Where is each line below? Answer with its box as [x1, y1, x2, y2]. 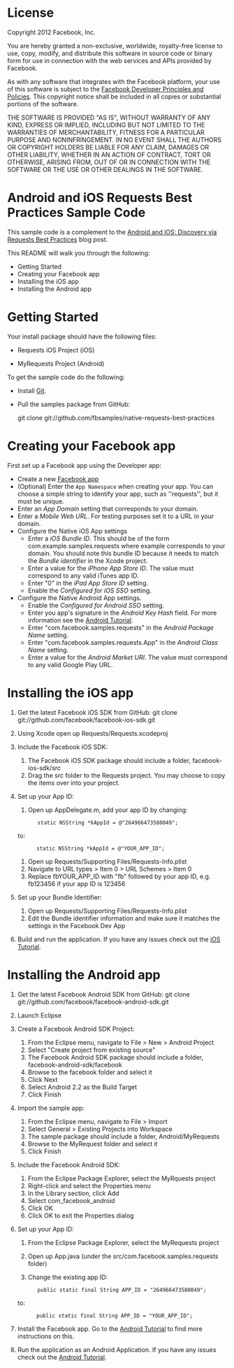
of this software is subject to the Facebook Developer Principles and [7, 85, 204, 93]
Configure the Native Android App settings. [17, 593, 142, 602]
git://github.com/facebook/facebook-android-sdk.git [17, 997, 169, 1006]
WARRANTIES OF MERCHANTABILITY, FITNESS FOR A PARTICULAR [7, 128, 205, 136]
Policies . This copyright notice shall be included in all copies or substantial [7, 92, 221, 101]
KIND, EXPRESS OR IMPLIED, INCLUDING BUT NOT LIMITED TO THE [7, 120, 205, 129]
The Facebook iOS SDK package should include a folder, [27, 756, 191, 764]
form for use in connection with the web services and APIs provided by [7, 56, 212, 64]
